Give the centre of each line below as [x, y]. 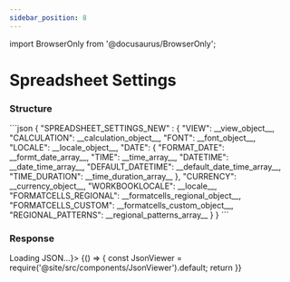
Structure [31, 108]
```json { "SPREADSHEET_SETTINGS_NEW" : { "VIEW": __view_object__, [142, 129]
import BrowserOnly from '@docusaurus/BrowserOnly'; [113, 44]
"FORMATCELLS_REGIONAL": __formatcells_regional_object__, [126, 196]
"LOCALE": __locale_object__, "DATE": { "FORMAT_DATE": [117, 148]
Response [32, 238]
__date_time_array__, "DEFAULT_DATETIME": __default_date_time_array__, [145, 167]
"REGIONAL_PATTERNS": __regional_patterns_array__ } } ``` [119, 215]
